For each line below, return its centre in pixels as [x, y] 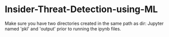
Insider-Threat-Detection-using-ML [81, 9]
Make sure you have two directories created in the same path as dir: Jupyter [84, 23]
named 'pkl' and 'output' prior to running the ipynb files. [63, 28]
